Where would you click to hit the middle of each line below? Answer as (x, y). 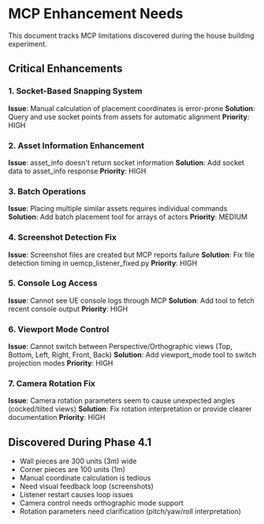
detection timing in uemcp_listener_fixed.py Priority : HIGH (103, 263)
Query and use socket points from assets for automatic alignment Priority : (129, 117)
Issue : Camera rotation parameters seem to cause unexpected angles (122, 401)
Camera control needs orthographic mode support (101, 503)
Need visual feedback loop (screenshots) (86, 486)
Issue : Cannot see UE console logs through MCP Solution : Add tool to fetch (131, 300)
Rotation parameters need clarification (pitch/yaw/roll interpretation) (130, 511)
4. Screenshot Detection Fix (62, 237)
